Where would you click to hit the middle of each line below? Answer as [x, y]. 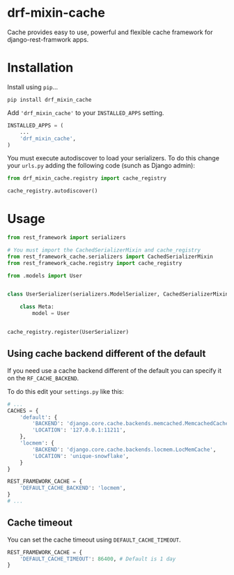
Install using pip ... [33, 87]
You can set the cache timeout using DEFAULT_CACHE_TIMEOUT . [94, 539]
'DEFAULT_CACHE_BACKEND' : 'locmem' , [73, 488]
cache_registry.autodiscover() [53, 191]
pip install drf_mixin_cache [49, 100]
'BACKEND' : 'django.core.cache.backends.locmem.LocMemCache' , [124, 450]
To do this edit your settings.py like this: [65, 391]
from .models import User [45, 276]
